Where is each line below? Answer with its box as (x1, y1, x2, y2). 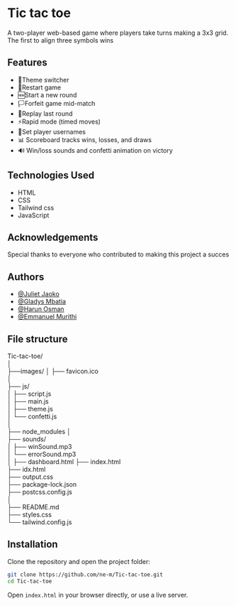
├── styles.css (7, 510, 52, 519)
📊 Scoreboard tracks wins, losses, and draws (17, 135, 152, 144)
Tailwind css (17, 203, 55, 212)
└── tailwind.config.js (7, 518, 72, 526)
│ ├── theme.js (7, 405, 53, 413)
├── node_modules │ (7, 428, 72, 435)
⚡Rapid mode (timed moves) (17, 117, 101, 126)
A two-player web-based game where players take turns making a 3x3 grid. (7, 28, 229, 37)
